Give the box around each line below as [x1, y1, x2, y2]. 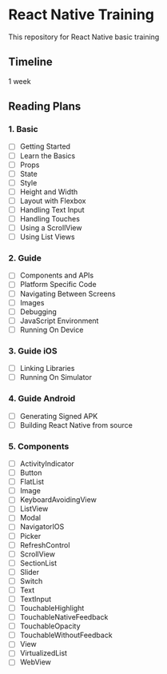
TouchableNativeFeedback [19, 612, 109, 622]
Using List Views [19, 232, 75, 241]
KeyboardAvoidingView [19, 495, 97, 505]
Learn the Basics [19, 150, 76, 161]
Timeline [8, 55, 54, 69]
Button [19, 468, 42, 477]
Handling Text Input [19, 205, 85, 214]
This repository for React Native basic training [8, 32, 160, 42]
